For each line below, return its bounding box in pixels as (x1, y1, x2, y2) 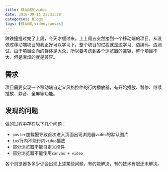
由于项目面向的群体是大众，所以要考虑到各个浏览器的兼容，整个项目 (13, 48, 153, 54)
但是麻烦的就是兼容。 (13, 54, 58, 60)
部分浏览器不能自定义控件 (12, 144, 65, 150)
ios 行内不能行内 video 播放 (12, 138, 66, 144)
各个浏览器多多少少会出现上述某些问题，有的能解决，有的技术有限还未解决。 (5, 161, 162, 167)
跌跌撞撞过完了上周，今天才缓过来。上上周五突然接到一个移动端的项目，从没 (5, 35, 162, 41)
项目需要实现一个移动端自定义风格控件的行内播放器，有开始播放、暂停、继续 (5, 84, 162, 90)
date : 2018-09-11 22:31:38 (5, 12, 61, 17)
